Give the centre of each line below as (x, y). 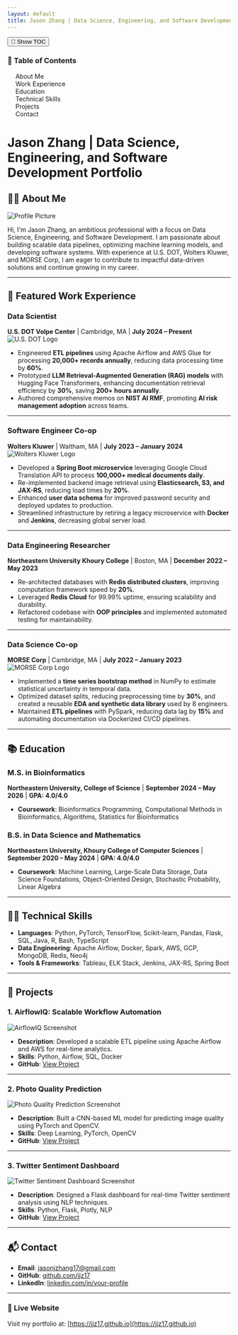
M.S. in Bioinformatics (46, 772)
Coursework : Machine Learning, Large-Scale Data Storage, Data (112, 872)
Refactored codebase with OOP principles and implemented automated (122, 612)
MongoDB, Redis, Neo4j (53, 956)
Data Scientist (32, 316)
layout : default (31, 14)
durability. (32, 605)
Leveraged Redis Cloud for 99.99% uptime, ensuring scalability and (117, 597)
